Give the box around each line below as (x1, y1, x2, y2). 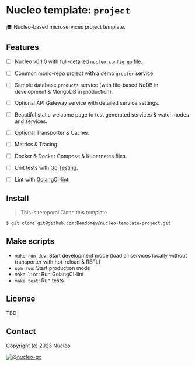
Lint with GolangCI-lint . (14, 176, 70, 183)
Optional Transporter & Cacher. (14, 129, 90, 136)
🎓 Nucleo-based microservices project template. (6, 23, 126, 30)
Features (6, 42, 39, 53)
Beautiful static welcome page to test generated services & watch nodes (14, 111, 189, 118)
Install (6, 193, 29, 203)
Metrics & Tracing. (14, 141, 59, 148)
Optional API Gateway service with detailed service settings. (14, 99, 160, 106)
